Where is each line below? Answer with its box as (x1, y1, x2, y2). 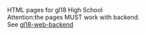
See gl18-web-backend (7, 21, 74, 28)
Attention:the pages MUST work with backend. (7, 13, 140, 21)
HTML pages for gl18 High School (7, 6, 103, 14)
